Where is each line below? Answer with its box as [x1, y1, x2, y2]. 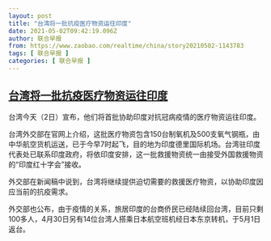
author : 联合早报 [8, 34, 62, 43]
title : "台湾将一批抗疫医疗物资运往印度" [8, 19, 132, 27]
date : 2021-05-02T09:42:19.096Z [8, 27, 117, 35]
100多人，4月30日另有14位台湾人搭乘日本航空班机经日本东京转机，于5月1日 [8, 214, 261, 223]
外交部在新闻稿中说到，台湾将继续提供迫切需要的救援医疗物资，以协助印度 [8, 176, 256, 186]
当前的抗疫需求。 [15, 187, 73, 197]
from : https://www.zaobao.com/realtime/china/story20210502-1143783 [8, 42, 244, 50]
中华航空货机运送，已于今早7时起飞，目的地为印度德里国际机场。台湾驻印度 [8, 139, 260, 149]
